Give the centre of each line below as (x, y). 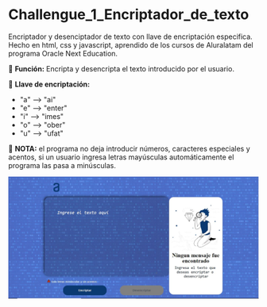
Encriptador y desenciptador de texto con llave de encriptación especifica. (130, 36)
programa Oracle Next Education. (63, 53)
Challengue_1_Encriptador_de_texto (129, 15)
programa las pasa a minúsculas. (62, 165)
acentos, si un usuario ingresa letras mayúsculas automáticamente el (121, 157)
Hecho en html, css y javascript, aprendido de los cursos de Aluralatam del (131, 44)
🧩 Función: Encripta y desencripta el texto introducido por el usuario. (121, 68)
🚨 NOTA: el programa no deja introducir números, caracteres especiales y (129, 148)
